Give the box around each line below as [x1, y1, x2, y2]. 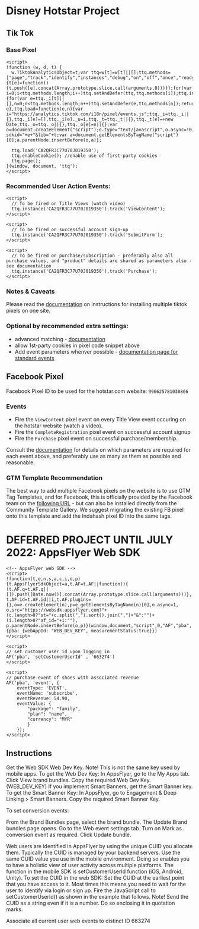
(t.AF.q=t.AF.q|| [6, 587, 49, 593]
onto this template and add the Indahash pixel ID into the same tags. [6, 512, 172, 519]
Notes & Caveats [6, 287, 55, 295]
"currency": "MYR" [27, 716, 73, 723]
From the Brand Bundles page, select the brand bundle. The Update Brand [6, 818, 188, 826]
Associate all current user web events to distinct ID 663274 [6, 917, 150, 924]
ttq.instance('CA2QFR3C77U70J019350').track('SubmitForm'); [11, 232, 163, 238]
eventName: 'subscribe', [17, 691, 78, 697]
